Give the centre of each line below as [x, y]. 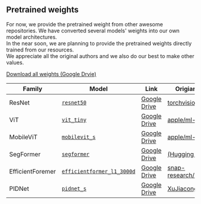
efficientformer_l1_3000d [99, 171]
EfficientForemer [33, 171]
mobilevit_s [79, 137]
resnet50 [74, 102]
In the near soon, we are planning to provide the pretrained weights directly [99, 43]
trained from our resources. [40, 50]
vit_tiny [74, 120]
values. [15, 62]
